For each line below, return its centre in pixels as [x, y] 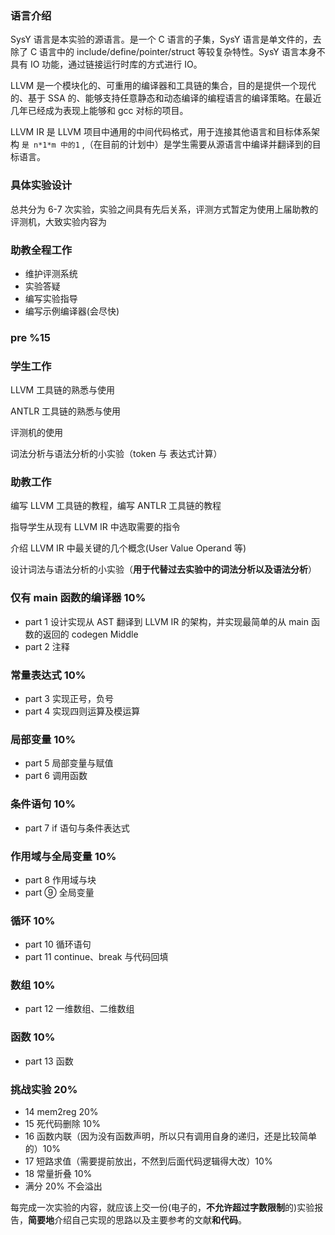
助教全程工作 [41, 250]
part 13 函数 [49, 1061]
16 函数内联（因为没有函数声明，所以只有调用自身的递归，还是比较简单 [171, 1136]
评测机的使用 [36, 433]
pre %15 [31, 337]
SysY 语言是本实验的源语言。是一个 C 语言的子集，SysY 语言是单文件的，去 [166, 39]
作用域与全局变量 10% [63, 856]
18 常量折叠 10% [58, 1174]
